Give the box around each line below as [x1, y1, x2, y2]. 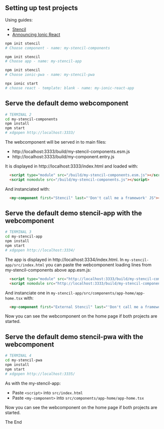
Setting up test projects [5, 4, 78, 12]
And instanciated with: [5, 186, 50, 192]
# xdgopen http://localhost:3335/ [5, 371, 76, 376]
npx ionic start [5, 81, 38, 86]
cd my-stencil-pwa [5, 358, 42, 363]
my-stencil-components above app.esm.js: [5, 267, 91, 273]
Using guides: [5, 17, 33, 22]
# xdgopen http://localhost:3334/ [5, 248, 76, 253]
